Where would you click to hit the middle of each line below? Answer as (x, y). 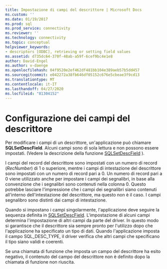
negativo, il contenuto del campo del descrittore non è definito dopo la (77, 257)
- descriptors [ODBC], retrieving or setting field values (68, 51)
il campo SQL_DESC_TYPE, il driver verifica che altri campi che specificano (82, 236)
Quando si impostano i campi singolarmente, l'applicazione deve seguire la (82, 210)
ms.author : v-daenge (27, 65)
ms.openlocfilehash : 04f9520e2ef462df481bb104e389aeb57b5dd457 (72, 70)
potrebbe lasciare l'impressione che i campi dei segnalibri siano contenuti (81, 189)
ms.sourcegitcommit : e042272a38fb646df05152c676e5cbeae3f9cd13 (72, 75)
